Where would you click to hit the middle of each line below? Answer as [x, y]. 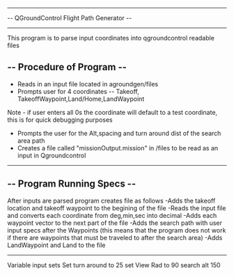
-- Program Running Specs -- [72, 184]
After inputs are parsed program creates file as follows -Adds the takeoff [111, 201]
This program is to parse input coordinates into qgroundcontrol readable [111, 38]
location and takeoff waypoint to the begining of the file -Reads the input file [117, 208]
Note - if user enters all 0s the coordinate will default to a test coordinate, [112, 112]
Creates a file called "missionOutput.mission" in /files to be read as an [118, 148]
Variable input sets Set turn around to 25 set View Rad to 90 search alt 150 [114, 265]
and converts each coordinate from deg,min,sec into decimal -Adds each [112, 215]
